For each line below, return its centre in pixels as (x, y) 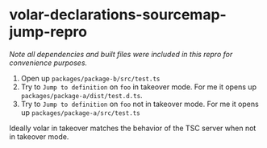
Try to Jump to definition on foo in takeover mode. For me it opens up (139, 87)
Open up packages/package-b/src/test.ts (90, 78)
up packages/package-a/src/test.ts (80, 112)
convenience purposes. (48, 63)
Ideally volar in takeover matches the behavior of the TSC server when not (133, 128)
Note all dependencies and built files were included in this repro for (121, 54)
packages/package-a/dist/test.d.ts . (82, 95)
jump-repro (48, 32)
